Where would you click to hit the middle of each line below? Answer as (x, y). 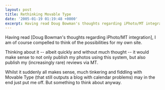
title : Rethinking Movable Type (38, 14)
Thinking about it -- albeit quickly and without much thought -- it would (77, 52)
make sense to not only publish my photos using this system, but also (75, 58)
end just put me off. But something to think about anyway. (63, 83)
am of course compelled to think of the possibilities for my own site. (74, 43)
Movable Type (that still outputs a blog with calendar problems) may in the (80, 77)
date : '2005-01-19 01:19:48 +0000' (41, 19)
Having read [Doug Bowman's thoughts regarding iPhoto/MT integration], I (81, 37)
